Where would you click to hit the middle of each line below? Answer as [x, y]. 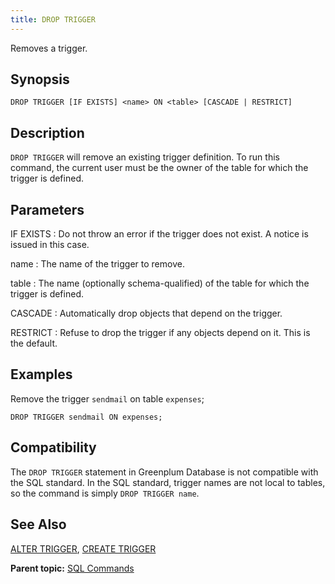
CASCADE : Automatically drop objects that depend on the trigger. [146, 313]
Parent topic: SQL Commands [72, 568]
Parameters [47, 209]
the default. [34, 343]
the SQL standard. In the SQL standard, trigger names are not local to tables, [168, 482]
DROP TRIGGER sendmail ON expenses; [86, 417]
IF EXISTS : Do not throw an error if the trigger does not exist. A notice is [159, 234]
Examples [41, 374]
